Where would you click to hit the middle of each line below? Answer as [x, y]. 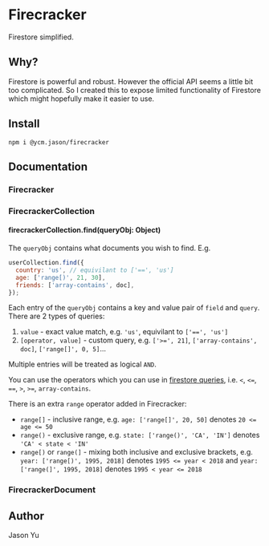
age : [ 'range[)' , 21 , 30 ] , [61, 277]
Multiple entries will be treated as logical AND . [82, 364]
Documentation [48, 166]
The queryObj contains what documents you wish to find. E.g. [110, 248]
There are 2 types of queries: [57, 316]
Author [26, 516]
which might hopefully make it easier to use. [82, 99]
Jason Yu [24, 536]
